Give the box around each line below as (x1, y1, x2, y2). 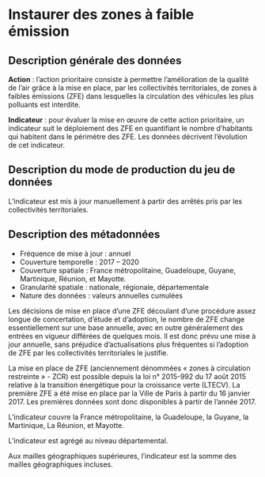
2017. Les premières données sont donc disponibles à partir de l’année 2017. (8, 396, 256, 406)
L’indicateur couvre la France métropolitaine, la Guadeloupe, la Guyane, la (8, 412, 249, 422)
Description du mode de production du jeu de (8, 163, 236, 177)
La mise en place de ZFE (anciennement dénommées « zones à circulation (8, 363, 251, 373)
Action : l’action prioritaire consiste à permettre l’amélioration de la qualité (8, 75, 249, 84)
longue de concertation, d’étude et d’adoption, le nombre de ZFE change (8, 314, 245, 324)
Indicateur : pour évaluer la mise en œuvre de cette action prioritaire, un (8, 115, 245, 124)
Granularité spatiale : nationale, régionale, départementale (19, 282, 210, 291)
